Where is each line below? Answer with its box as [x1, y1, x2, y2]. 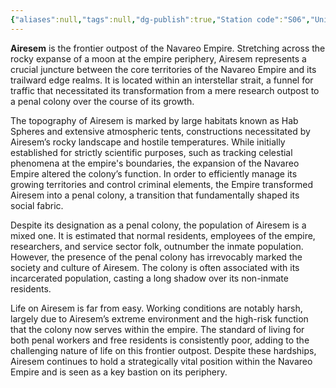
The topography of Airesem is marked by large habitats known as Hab [10, 114, 299, 126]
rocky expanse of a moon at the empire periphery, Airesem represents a [10, 52, 307, 65]
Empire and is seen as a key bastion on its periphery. [10, 366, 228, 378]
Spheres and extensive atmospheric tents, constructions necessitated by [10, 125, 311, 137]
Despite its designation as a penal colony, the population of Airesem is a [10, 219, 307, 231]
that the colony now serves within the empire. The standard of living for [10, 323, 305, 335]
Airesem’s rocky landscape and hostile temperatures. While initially [10, 136, 286, 148]
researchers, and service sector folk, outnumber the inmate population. [10, 240, 304, 252]
